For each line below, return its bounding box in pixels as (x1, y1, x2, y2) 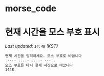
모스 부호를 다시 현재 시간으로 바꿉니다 (5, 63, 73, 68)
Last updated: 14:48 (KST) (5, 43, 58, 49)
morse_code (5, 3, 57, 14)
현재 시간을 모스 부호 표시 (5, 27, 100, 38)
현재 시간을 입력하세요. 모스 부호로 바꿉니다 (5, 54, 82, 58)
